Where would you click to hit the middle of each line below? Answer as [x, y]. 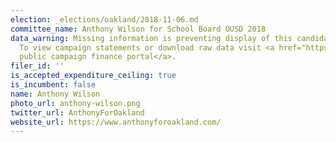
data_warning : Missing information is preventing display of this [151, 38]
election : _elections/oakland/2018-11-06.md [104, 19]
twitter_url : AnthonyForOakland [77, 112]
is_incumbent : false [53, 85]
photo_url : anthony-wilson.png [75, 103]
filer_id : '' [37, 66]
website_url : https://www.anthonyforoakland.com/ [116, 122]
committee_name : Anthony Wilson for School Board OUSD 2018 [138, 29]
